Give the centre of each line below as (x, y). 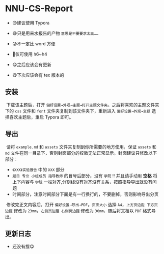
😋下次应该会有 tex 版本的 (38, 75)
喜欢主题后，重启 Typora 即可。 (41, 117)
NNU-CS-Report (39, 9)
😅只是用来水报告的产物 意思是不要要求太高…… (55, 33)
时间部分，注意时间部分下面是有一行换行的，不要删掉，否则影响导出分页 (85, 194)
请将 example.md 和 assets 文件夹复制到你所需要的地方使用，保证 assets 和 (82, 147)
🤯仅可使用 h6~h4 (30, 54)
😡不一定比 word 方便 (34, 43)
